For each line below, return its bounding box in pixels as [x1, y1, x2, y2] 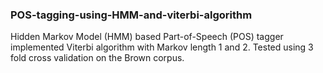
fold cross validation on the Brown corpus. [10, 52, 185, 64]
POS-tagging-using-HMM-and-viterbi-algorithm [10, 8, 253, 22]
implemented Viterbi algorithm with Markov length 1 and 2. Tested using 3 [10, 41, 314, 53]
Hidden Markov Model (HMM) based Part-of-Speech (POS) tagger [10, 31, 284, 43]
